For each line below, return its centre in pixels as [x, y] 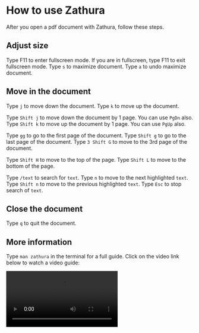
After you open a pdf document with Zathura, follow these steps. [85, 27]
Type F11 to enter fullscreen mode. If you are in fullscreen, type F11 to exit [96, 60]
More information [39, 242]
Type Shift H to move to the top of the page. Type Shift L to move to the [96, 159]
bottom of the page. [31, 166]
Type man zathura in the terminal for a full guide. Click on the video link [93, 257]
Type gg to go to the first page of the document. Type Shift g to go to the [96, 135]
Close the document [45, 209]
